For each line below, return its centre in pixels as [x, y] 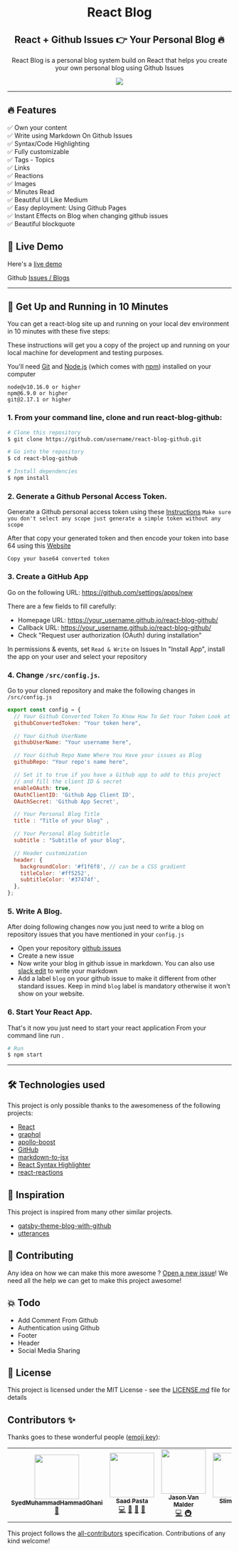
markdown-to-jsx [43, 1157]
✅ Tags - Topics [31, 159]
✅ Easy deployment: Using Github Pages [67, 208]
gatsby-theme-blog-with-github [64, 1225]
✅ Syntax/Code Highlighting [49, 143]
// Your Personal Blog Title [57, 814]
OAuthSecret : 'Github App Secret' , [67, 802]
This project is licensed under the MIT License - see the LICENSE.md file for [119, 1390]
